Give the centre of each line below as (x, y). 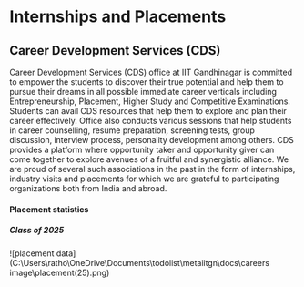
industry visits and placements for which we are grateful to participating (144, 179)
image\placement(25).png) (60, 272)
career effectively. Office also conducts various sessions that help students (151, 121)
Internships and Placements (118, 17)
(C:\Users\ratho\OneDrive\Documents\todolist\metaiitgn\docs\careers (140, 262)
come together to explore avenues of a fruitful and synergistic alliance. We (149, 159)
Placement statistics (49, 209)
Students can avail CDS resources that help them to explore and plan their (148, 111)
